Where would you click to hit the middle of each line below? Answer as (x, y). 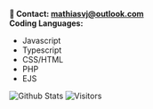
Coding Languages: (46, 23)
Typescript (42, 50)
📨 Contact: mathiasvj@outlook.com (76, 14)
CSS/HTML (43, 59)
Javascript (41, 41)
